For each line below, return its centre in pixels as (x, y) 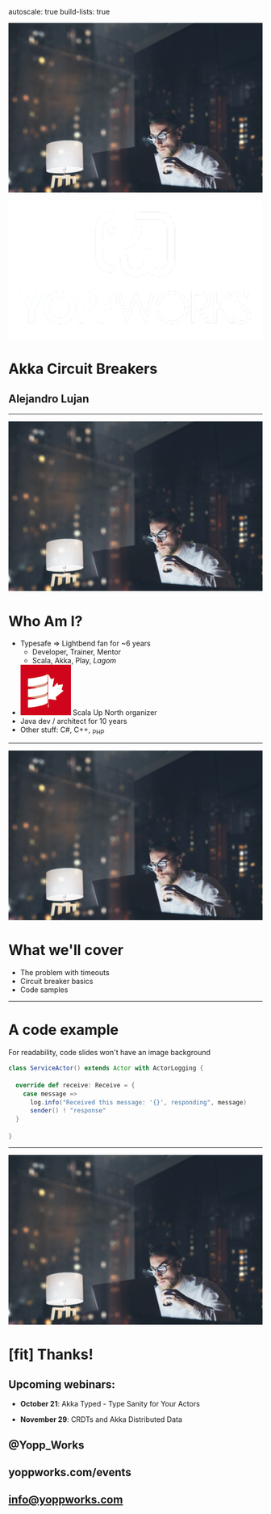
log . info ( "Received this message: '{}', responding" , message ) (138, 1102)
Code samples (44, 990)
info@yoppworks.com (66, 1500)
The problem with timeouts (65, 973)
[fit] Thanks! (51, 1354)
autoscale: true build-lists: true (59, 12)
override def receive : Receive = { (75, 1085)
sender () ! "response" (68, 1111)
